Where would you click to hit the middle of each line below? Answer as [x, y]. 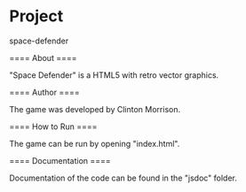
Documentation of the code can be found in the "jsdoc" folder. [123, 178]
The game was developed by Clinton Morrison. [95, 109]
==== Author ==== [44, 92]
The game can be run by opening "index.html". [95, 143]
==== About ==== [43, 58]
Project [36, 16]
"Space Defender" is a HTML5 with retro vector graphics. [114, 75]
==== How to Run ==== [53, 127]
